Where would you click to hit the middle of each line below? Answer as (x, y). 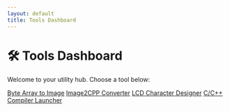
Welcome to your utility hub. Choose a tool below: (79, 80)
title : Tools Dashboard (42, 20)
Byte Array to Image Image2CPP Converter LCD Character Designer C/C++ (115, 93)
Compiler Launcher (35, 101)
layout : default (31, 14)
